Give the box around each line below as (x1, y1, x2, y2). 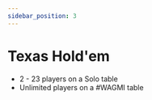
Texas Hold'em (7, 46, 110, 65)
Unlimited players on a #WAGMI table (19, 82, 144, 92)
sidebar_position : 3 (7, 11, 78, 20)
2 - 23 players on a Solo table (19, 74, 118, 84)
